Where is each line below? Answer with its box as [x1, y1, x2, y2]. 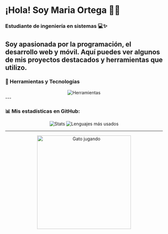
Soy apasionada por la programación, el [5, 40, 131, 48]
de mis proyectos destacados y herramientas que [5, 55, 163, 64]
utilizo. [5, 63, 27, 72]
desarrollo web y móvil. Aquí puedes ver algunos [5, 47, 160, 56]
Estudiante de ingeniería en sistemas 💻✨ [5, 22, 107, 29]
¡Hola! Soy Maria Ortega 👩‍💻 [5, 4, 120, 16]
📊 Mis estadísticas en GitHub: [5, 107, 80, 114]
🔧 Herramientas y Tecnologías [5, 78, 80, 85]
